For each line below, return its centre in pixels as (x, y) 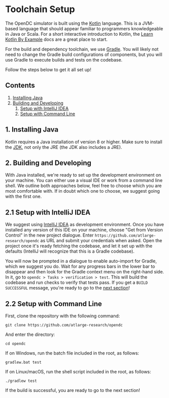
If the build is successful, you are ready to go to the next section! (73, 390)
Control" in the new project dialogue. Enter (50, 235)
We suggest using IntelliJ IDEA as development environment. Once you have (84, 224)
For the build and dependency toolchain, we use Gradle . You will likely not (82, 49)
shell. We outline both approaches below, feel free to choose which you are (83, 186)
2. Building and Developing (48, 163)
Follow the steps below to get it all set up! (48, 70)
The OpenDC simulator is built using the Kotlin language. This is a (73, 23)
